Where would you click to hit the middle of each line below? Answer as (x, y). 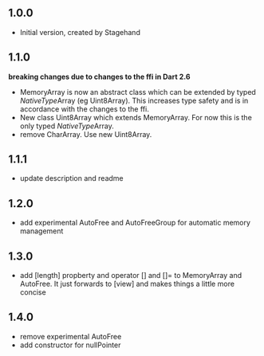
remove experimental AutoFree (71, 336)
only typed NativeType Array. (67, 126)
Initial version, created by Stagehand (80, 32)
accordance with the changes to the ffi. (84, 109)
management (41, 231)
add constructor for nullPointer (70, 345)
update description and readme (71, 178)
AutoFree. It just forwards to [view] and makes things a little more (127, 284)
